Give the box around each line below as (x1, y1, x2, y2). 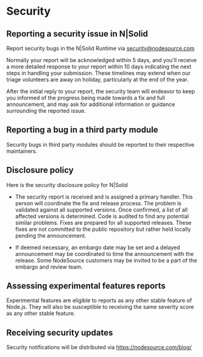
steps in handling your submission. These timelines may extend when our (6, 69, 191, 77)
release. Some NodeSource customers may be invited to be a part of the (15, 256, 198, 264)
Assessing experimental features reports (6, 281, 166, 291)
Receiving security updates (6, 327, 113, 338)
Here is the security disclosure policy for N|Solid (6, 181, 128, 188)
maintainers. (6, 147, 38, 155)
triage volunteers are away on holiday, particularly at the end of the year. (6, 76, 189, 83)
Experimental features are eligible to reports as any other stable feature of (6, 297, 192, 304)
